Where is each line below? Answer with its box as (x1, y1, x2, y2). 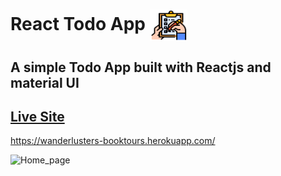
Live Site (10, 108, 65, 125)
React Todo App (10, 12, 146, 35)
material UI (10, 74, 80, 91)
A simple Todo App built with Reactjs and (10, 59, 272, 76)
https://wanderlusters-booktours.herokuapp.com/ (10, 135, 216, 147)
